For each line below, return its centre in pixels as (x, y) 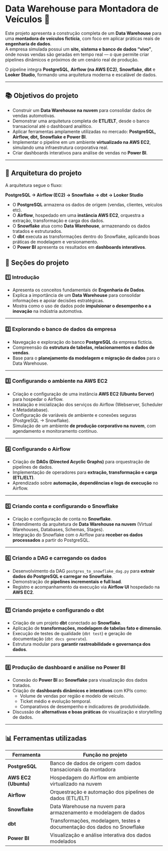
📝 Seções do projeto (37, 263)
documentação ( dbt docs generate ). (50, 639)
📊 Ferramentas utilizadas (46, 738)
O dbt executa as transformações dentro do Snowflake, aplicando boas (86, 236)
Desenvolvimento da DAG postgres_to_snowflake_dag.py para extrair (83, 571)
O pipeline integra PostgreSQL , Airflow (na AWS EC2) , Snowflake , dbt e (80, 69)
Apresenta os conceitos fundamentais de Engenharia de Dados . (79, 290)
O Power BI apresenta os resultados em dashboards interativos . (79, 247)
